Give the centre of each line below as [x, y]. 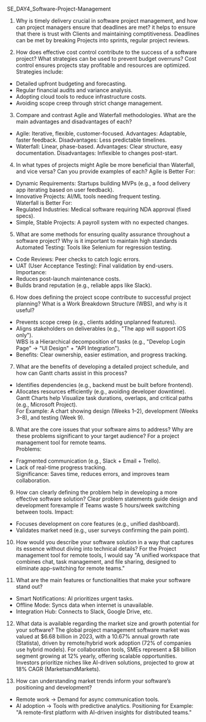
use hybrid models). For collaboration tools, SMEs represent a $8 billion [106, 649]
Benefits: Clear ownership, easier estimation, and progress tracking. [101, 355]
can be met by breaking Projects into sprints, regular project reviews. [103, 40]
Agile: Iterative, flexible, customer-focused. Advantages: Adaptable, [101, 133]
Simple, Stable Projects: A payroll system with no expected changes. [102, 222]
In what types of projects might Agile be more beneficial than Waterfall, [105, 165]
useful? [25, 310]
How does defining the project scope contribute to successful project [103, 297]
